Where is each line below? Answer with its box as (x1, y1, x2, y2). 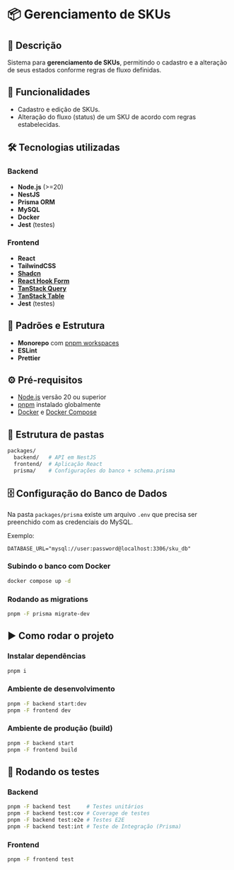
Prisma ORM (17, 197, 55, 206)
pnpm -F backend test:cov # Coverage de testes (7, 810, 151, 817)
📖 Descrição (7, 39, 62, 51)
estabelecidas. (17, 120, 61, 128)
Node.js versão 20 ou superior (17, 393, 107, 401)
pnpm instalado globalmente (17, 401, 101, 409)
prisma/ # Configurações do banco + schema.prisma (13, 467, 175, 474)
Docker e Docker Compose (17, 408, 97, 416)
